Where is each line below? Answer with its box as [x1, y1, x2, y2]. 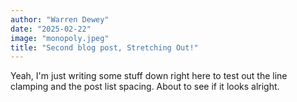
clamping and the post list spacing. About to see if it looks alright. [10, 81, 280, 93]
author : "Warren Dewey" [10, 14, 110, 25]
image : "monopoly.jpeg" [10, 33, 110, 43]
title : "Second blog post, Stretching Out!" [10, 42, 199, 53]
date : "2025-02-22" [10, 24, 92, 34]
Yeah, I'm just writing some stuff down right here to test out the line [10, 70, 288, 82]
